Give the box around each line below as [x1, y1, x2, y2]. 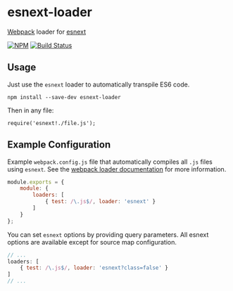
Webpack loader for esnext [7, 27, 87, 36]
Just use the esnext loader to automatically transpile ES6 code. [7, 80, 190, 89]
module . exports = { [7, 179, 65, 186]
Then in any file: [7, 106, 54, 115]
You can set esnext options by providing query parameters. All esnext [7, 230, 209, 239]
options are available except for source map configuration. [7, 238, 177, 246]
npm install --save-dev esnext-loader [7, 93, 121, 101]
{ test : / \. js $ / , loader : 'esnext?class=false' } [20, 264, 169, 271]
